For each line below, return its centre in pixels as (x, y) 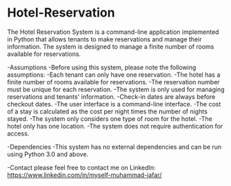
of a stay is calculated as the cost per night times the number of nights (108, 111)
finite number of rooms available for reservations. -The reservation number (113, 82)
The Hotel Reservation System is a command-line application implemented (113, 32)
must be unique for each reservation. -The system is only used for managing (116, 89)
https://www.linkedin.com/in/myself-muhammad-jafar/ (84, 175)
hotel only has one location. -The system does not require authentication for (115, 126)
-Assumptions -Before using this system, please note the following (102, 67)
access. (18, 133)
